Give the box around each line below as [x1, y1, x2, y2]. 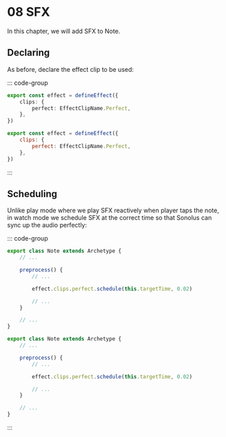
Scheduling [7, 187, 57, 200]
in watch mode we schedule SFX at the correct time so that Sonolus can [7, 214, 212, 222]
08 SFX [7, 4, 50, 20]
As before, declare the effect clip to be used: [7, 65, 134, 73]
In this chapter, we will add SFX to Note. [7, 27, 121, 35]
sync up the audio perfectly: [7, 221, 88, 230]
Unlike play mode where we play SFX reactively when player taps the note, [7, 206, 219, 214]
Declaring [7, 47, 50, 59]
